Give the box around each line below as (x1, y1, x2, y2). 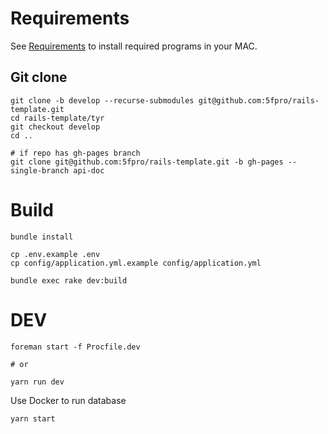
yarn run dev (10, 377, 65, 387)
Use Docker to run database (10, 394, 127, 406)
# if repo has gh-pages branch (10, 148, 141, 158)
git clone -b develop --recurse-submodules (10, 95, 195, 106)
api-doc (73, 165, 105, 176)
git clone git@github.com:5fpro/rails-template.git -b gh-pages (10, 157, 284, 167)
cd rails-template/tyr (10, 113, 105, 123)
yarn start (10, 413, 56, 424)
